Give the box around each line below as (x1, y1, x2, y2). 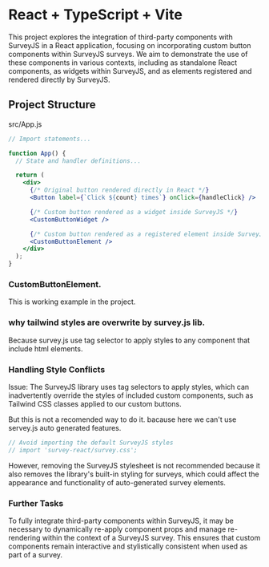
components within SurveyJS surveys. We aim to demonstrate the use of (8, 49, 248, 59)
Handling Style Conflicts (8, 363, 106, 375)
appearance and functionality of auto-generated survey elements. (8, 477, 227, 487)
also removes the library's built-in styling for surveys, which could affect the (8, 469, 260, 479)
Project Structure (8, 98, 96, 111)
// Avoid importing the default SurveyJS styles (8, 439, 174, 447)
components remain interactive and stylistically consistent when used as (8, 541, 248, 551)
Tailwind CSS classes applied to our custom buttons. (8, 399, 182, 408)
